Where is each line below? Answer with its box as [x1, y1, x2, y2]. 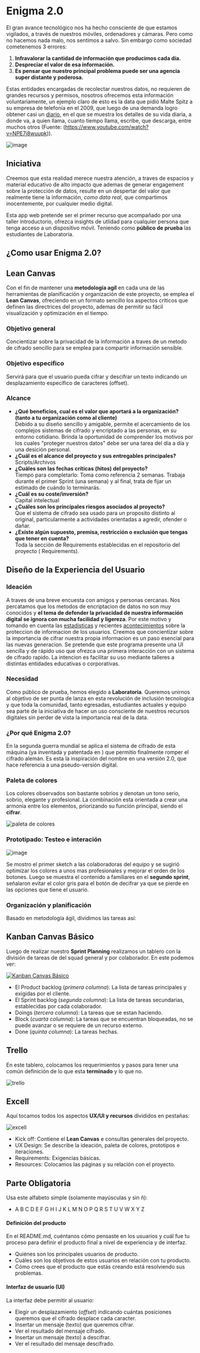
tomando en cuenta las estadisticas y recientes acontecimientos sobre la [6, 622, 186, 629]
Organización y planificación [6, 901, 91, 909]
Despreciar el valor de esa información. [14, 61, 115, 68]
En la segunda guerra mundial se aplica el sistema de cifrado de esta [6, 743, 176, 750]
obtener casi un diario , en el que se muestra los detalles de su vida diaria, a [6, 111, 192, 118]
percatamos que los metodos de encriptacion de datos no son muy [6, 603, 171, 610]
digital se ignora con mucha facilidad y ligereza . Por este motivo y [6, 615, 172, 622]
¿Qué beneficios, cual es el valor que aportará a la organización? [14, 408, 179, 415]
